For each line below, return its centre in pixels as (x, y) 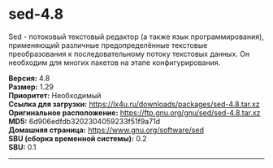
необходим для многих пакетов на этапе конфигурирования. (115, 62)
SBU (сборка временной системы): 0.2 (78, 138)
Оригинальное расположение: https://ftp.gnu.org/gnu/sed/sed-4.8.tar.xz (134, 112)
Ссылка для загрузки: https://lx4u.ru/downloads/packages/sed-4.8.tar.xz (134, 104)
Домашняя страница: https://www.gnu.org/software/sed (106, 130)
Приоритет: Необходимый (55, 95)
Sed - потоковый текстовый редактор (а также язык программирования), (136, 37)
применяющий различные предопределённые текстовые (108, 45)
